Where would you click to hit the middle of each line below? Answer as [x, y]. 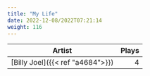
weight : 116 [25, 27]
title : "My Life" [33, 14]
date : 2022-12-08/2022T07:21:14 [55, 20]
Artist [62, 51]
